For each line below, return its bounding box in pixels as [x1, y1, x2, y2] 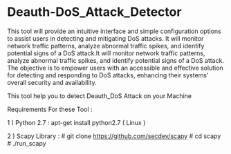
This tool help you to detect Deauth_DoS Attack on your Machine [7, 91, 192, 100]
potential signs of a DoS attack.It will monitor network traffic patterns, [7, 49, 205, 57]
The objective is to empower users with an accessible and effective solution [7, 64, 223, 72]
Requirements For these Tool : [7, 105, 93, 113]
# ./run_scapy [7, 139, 46, 147]
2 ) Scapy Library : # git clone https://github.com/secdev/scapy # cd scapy [7, 132, 221, 140]
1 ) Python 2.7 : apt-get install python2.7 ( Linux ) [7, 118, 146, 126]
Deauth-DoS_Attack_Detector [7, 4, 182, 20]
